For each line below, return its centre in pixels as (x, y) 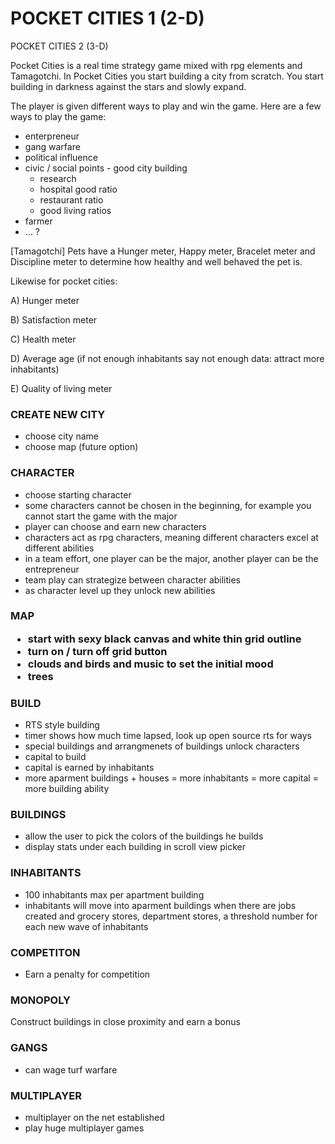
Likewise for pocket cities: (64, 281)
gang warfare (52, 146)
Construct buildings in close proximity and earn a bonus (125, 1022)
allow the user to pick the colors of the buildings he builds (144, 836)
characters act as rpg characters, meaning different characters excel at (171, 537)
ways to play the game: (58, 116)
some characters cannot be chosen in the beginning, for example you (168, 505)
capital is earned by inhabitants (89, 768)
